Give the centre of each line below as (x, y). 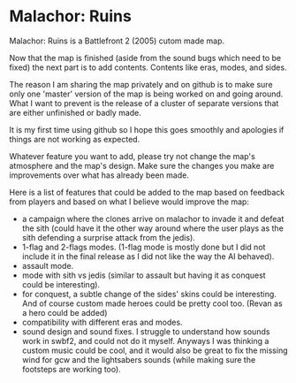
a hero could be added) (65, 312)
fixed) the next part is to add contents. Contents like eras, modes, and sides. (148, 67)
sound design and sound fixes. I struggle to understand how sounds (146, 331)
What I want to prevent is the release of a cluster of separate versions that (144, 103)
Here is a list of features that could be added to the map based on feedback (147, 192)
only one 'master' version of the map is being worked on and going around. (146, 94)
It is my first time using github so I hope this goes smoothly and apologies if (147, 129)
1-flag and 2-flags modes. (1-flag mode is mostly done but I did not (144, 247)
